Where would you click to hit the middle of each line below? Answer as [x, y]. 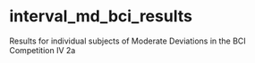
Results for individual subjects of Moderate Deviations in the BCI [127, 41]
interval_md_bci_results [101, 16]
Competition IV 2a [42, 50]
